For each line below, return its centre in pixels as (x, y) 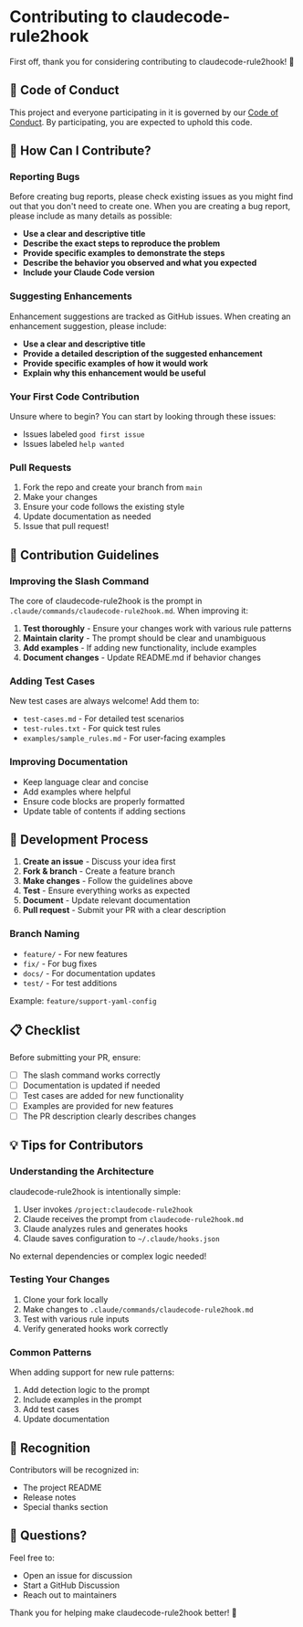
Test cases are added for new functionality (103, 1095)
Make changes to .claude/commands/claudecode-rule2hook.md (138, 1309)
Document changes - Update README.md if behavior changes (142, 658)
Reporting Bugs (45, 177)
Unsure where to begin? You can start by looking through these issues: (143, 417)
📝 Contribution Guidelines (84, 555)
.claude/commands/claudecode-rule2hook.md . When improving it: (129, 611)
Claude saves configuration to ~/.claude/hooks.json (121, 1238)
